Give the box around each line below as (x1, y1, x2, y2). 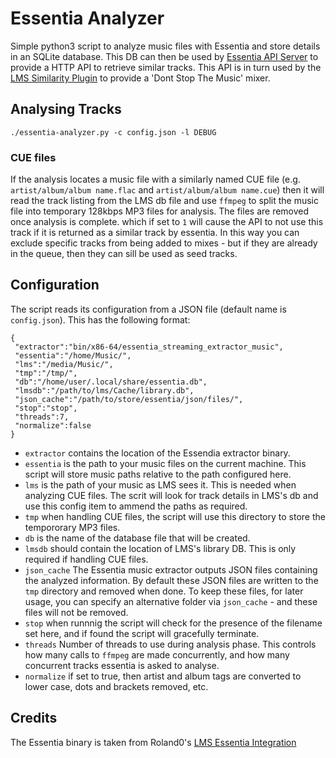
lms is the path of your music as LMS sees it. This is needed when (24, 478, 297, 491)
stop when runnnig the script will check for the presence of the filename (24, 617, 323, 629)
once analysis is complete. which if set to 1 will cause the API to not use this (10, 216, 324, 228)
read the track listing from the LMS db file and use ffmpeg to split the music (10, 195, 319, 207)
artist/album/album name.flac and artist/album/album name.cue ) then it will (10, 184, 325, 196)
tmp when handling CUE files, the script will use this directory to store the (24, 510, 326, 522)
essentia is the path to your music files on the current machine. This (24, 457, 307, 469)
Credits (10, 710, 58, 727)
